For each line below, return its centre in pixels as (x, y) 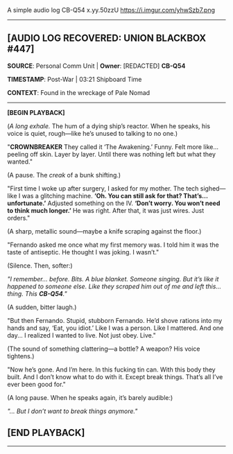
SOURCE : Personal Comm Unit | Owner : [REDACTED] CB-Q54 (96, 66)
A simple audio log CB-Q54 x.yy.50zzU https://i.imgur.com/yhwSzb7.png (111, 10)
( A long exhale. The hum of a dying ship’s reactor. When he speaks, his (109, 126)
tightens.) (21, 356)
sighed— (213, 188)
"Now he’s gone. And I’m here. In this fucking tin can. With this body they (112, 369)
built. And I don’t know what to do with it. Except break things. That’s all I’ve (115, 376)
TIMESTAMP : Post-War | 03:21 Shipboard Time (75, 79)
